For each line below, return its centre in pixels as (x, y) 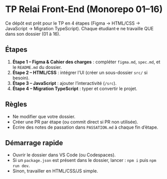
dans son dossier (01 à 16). (33, 34)
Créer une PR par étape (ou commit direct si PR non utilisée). (75, 122)
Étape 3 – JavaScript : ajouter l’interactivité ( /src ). (64, 83)
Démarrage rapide (34, 143)
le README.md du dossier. (37, 67)
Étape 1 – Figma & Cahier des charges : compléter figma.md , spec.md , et (86, 62)
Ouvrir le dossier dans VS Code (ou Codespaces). (64, 155)
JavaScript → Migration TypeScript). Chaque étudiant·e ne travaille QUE (79, 28)
